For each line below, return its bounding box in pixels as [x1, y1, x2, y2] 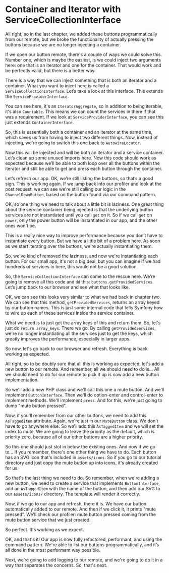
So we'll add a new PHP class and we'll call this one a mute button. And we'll [5, 386, 164, 392]
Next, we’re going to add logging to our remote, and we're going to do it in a [5, 556, 163, 563]
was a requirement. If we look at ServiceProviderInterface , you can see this [5, 113, 164, 120]
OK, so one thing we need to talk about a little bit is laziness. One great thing [5, 201, 164, 207]
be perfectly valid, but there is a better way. [5, 67, 96, 74]
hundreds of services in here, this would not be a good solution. [5, 263, 138, 269]
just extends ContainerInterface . [5, 119, 74, 125]
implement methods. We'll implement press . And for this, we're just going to [5, 397, 162, 403]
